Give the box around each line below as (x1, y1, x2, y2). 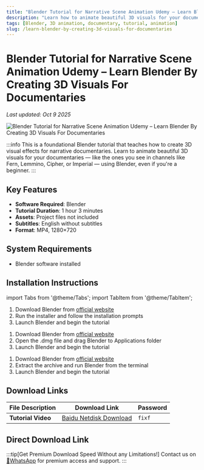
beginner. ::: (6, 167, 36, 174)
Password (137, 404, 168, 412)
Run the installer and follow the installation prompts (15, 312, 144, 319)
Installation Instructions (6, 278, 99, 288)
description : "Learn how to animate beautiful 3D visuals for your (6, 15, 181, 21)
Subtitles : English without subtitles (15, 220, 103, 227)
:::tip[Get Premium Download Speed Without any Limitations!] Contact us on (6, 451, 196, 458)
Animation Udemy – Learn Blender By (6, 65, 198, 79)
